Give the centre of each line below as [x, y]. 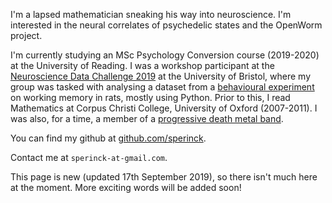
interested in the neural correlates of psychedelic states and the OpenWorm [166, 25]
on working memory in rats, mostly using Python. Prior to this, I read [150, 97]
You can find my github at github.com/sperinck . [108, 138]
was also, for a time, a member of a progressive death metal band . [147, 118]
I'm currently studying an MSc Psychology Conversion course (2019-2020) [165, 55]
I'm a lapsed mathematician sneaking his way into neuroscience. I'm [151, 14]
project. [26, 35]
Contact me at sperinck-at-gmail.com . [89, 157]
